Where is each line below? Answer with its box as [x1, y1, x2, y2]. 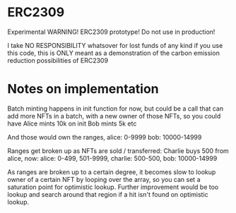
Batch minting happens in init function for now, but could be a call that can [7, 104, 224, 113]
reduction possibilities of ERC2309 [7, 56, 108, 64]
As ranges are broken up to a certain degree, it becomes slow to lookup [7, 167, 216, 176]
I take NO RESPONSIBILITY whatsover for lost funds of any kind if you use [7, 41, 223, 49]
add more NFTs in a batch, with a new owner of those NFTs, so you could [7, 111, 221, 120]
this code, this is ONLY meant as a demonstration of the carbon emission [7, 49, 220, 57]
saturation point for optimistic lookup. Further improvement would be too [7, 183, 219, 191]
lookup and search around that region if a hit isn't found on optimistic [7, 190, 208, 198]
